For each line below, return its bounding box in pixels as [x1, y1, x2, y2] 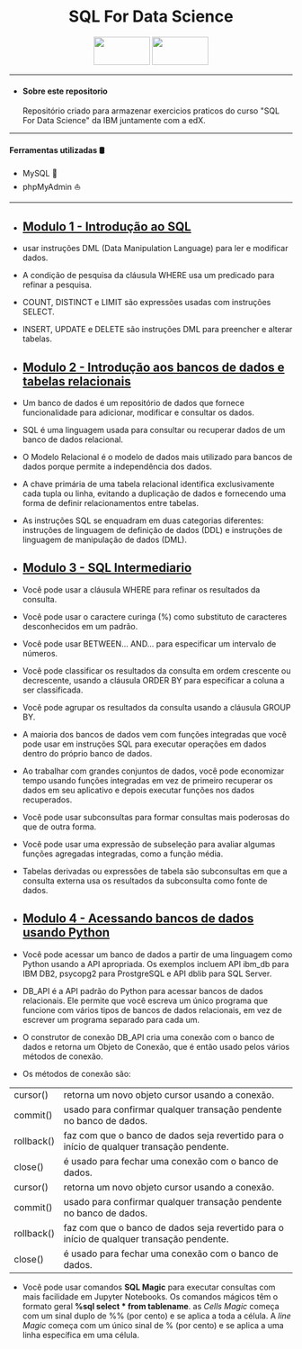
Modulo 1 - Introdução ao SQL [22, 219, 191, 234]
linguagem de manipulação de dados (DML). [22, 534, 187, 545]
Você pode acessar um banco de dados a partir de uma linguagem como [22, 948, 293, 960]
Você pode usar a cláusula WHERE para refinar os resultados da [22, 584, 261, 595]
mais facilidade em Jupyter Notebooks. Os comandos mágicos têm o [22, 1290, 279, 1302]
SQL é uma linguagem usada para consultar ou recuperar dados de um [22, 424, 286, 435]
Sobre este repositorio [22, 86, 108, 96]
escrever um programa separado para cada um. [22, 1014, 200, 1025]
